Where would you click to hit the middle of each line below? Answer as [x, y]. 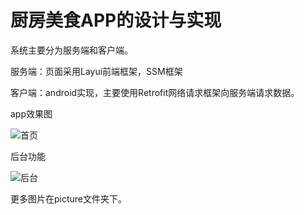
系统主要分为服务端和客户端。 [71, 50]
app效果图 [31, 113]
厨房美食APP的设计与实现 [116, 20]
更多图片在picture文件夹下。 [69, 198]
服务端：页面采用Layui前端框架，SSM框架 [96, 71]
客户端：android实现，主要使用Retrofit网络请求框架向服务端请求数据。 [155, 92]
